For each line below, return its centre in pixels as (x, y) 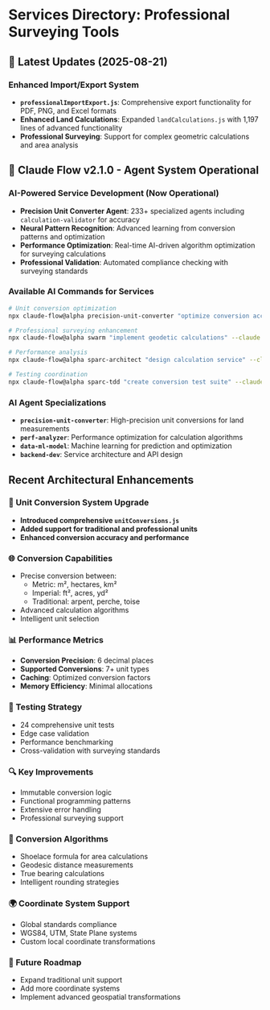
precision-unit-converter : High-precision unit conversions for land (132, 420)
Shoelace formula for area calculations (84, 857)
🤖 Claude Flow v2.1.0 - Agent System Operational (134, 170)
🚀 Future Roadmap (45, 962)
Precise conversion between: (68, 576)
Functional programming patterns (75, 801)
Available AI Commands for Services (81, 292)
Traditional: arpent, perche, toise (86, 601)
